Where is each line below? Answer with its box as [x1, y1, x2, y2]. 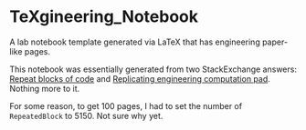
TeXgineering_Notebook [9, 6, 199, 27]
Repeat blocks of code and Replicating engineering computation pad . [9, 73, 271, 84]
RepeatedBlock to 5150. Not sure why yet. [9, 110, 164, 121]
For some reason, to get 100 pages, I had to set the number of [9, 100, 243, 111]
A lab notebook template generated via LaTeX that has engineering [9, 36, 260, 47]
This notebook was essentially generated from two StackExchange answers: [9, 64, 297, 75]
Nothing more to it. [9, 83, 80, 94]
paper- [261, 36, 289, 47]
